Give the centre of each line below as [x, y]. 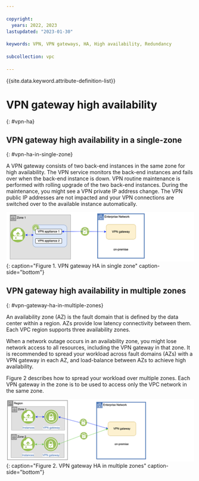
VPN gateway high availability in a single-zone [94, 140]
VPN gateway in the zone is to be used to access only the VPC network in [97, 384]
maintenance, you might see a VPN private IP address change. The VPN [94, 192]
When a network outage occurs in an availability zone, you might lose [91, 341]
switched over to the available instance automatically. [72, 204]
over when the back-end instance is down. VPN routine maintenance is [93, 178]
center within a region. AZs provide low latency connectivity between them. [99, 323]
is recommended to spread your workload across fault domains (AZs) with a [99, 354]
